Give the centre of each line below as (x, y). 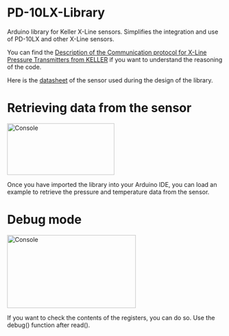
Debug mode (45, 220)
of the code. (24, 67)
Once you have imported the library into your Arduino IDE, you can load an (112, 184)
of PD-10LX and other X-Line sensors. (61, 38)
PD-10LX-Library (56, 13)
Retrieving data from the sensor (99, 108)
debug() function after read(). (49, 325)
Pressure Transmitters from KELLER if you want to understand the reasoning (115, 59)
